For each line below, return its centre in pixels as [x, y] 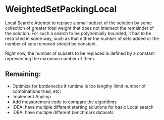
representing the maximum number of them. [50, 58]
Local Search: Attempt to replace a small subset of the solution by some [79, 23]
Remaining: [23, 74]
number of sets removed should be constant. [51, 43]
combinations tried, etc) [37, 91]
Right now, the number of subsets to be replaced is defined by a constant [80, 53]
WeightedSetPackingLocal [61, 9]
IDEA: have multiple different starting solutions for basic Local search [83, 107]
